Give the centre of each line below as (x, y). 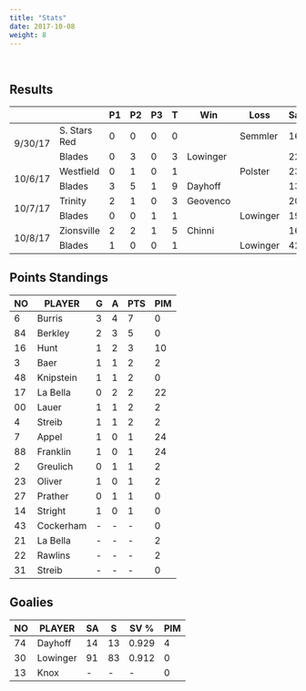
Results (31, 89)
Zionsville (79, 231)
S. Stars (76, 130)
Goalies (31, 603)
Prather (53, 496)
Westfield (79, 171)
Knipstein (57, 377)
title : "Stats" (38, 18)
